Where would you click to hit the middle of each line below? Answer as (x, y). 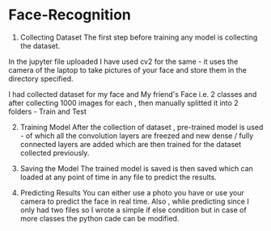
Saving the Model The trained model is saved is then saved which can (136, 168)
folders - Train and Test (47, 111)
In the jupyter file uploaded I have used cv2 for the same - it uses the (123, 61)
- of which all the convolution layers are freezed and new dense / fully (137, 136)
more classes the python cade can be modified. (100, 218)
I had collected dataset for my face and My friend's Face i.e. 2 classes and (133, 94)
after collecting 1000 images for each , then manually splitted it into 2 (123, 103)
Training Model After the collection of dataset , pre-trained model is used (142, 127)
